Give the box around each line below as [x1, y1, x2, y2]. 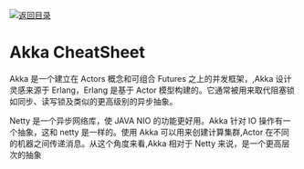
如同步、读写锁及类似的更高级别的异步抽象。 [9, 95, 178, 106]
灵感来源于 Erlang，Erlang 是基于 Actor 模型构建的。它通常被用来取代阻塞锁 [9, 84, 295, 95]
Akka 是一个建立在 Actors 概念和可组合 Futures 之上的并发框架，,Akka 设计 [9, 73, 292, 84]
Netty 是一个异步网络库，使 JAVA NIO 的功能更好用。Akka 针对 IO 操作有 [9, 114, 283, 126]
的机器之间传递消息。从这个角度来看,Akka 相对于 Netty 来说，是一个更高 [9, 137, 282, 149]
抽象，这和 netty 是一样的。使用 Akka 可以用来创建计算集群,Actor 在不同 [16, 126, 290, 137]
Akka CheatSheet [9, 42, 146, 63]
